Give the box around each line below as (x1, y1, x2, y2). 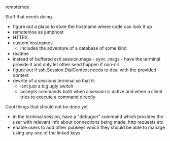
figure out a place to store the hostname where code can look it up (12, 23, 152, 30)
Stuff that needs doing (5, 14, 52, 19)
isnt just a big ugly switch (20, 83, 74, 89)
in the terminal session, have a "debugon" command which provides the (12, 114, 163, 120)
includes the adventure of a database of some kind (20, 45, 127, 51)
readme (12, 50, 29, 57)
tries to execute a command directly (20, 94, 95, 100)
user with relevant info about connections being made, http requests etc (12, 119, 164, 125)
